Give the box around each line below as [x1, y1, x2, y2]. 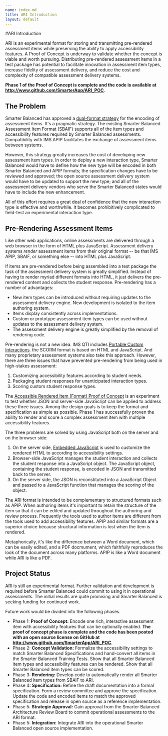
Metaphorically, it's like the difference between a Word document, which [5, 539, 155, 544]
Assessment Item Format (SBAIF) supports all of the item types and [5, 126, 144, 132]
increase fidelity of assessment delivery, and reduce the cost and [5, 67, 140, 73]
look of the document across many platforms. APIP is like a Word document [5, 549, 161, 556]
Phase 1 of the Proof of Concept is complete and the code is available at [5, 82, 156, 88]
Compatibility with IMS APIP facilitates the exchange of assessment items [5, 137, 156, 143]
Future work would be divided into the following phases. [5, 608, 121, 614]
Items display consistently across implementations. [12, 310, 118, 316]
